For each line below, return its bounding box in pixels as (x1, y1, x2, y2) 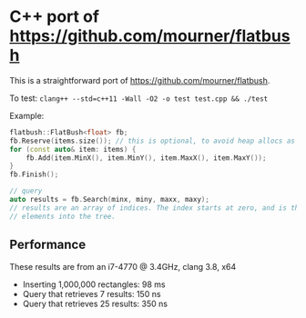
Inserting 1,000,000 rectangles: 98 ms (22, 279, 166, 290)
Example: (9, 110, 45, 121)
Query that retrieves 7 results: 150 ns (22, 288, 161, 299)
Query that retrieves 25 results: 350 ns (22, 298, 168, 309)
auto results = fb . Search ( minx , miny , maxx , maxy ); (9, 195, 209, 204)
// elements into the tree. (9, 212, 117, 221)
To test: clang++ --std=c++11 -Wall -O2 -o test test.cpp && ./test (9, 93, 269, 104)
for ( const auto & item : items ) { (9, 144, 137, 154)
